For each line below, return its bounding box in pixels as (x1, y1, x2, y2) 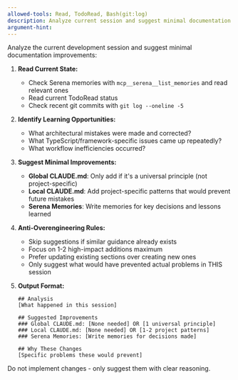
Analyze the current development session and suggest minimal (7, 44, 192, 52)
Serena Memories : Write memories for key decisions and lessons (28, 202, 221, 211)
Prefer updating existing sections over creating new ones (28, 253, 197, 261)
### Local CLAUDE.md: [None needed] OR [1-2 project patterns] (17, 326, 210, 334)
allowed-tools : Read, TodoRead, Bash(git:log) (7, 10, 148, 18)
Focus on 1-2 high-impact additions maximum (28, 245, 163, 254)
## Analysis (17, 296, 53, 303)
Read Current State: (17, 65, 78, 74)
